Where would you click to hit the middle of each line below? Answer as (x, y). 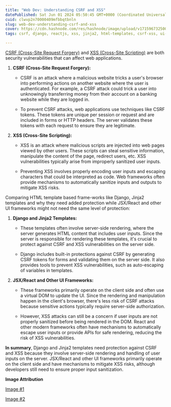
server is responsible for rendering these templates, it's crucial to (89, 239)
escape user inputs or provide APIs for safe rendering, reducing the (91, 332)
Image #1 (15, 389)
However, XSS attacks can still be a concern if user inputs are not (89, 316)
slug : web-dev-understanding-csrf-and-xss (51, 24)
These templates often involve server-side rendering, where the (87, 228)
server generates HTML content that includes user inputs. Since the (91, 233)
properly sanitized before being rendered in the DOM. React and (88, 322)
